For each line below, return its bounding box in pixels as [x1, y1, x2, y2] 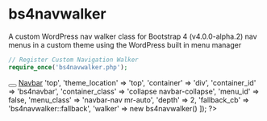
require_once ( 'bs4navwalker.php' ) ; [8, 63, 128, 71]
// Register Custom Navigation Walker [8, 56, 139, 64]
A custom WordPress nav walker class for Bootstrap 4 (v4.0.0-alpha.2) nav [8, 31, 257, 41]
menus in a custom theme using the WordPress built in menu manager [8, 40, 242, 49]
